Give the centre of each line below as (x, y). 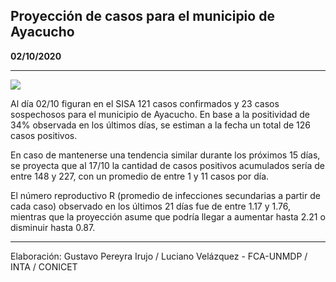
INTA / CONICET (44, 266)
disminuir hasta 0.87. (53, 227)
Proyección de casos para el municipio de (142, 16)
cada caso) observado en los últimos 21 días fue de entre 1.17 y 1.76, (150, 206)
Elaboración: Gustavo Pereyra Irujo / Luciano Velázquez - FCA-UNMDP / (159, 256)
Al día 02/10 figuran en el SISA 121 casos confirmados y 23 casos (145, 103)
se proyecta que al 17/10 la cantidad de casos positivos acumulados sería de (167, 165)
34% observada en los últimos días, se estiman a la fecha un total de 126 (161, 125)
